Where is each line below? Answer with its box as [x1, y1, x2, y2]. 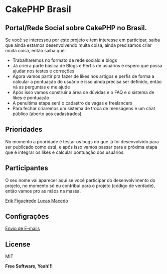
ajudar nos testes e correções [12, 68, 75, 74]
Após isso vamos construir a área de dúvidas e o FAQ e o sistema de [12, 89, 154, 95]
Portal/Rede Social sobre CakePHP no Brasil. [5, 24, 147, 32]
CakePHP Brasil [5, 4, 71, 15]
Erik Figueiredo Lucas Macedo [5, 198, 69, 204]
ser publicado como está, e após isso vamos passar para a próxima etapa [5, 144, 158, 150]
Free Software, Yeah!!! [5, 263, 53, 269]
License [5, 240, 31, 248]
